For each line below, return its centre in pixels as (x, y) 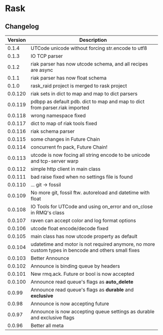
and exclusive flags (53, 318)
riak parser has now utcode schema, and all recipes (89, 64)
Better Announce (50, 258)
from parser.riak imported (60, 108)
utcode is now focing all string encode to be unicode (90, 155)
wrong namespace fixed (58, 116)
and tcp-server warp (55, 161)
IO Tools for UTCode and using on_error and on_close (92, 207)
